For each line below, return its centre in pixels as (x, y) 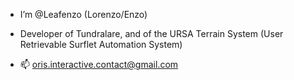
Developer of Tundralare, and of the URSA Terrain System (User (151, 33)
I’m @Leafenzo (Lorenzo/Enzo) (83, 14)
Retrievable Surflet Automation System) (101, 44)
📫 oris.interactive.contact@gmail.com (99, 64)
